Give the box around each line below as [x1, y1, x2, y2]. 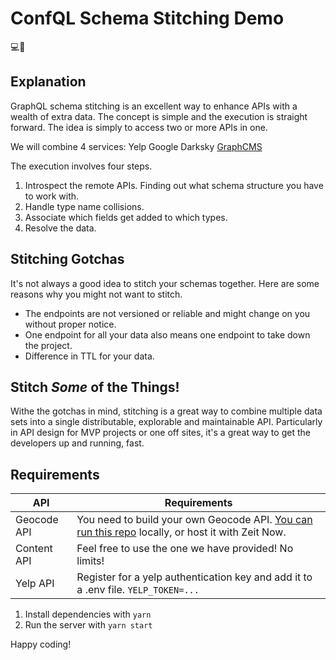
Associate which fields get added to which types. [24, 211, 228, 223]
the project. [24, 339, 73, 351]
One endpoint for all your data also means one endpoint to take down [24, 328, 311, 341]
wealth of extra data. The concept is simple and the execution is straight [10, 110, 308, 122]
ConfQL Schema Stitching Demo [10, 7, 285, 30]
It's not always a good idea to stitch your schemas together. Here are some [10, 277, 320, 289]
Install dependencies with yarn [24, 608, 152, 621]
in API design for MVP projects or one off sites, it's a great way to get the [10, 427, 311, 439]
